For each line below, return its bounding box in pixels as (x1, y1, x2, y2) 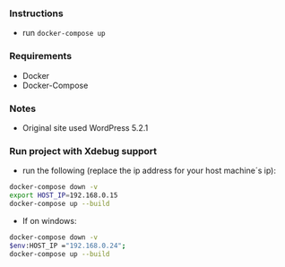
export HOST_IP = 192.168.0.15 (9, 191, 118, 200)
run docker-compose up (22, 28, 106, 39)
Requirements (9, 50, 73, 63)
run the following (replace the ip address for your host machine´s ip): (22, 165, 276, 177)
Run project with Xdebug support (9, 144, 158, 157)
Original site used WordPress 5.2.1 (22, 122, 149, 133)
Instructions (9, 7, 65, 20)
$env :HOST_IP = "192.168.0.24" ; (9, 241, 126, 250)
